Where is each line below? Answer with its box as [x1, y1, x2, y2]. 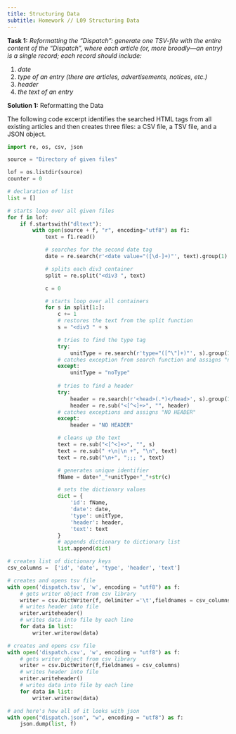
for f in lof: [7, 214, 49, 221]
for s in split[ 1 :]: [44, 304, 105, 311]
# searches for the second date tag [44, 246, 152, 254]
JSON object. [7, 130, 46, 138]
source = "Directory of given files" [7, 156, 118, 163]
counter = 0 [7, 176, 42, 183]
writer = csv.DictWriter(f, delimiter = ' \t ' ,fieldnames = [20, 597, 193, 604]
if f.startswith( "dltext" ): [20, 220, 102, 228]
